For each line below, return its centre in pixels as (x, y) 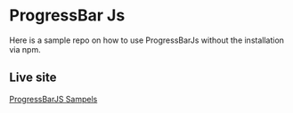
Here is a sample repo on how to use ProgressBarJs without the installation (147, 40)
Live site (33, 78)
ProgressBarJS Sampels (53, 99)
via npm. (25, 49)
